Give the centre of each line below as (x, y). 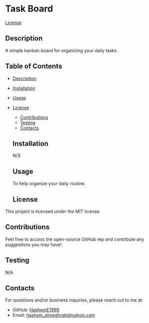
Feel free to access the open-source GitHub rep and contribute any (75, 239)
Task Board (29, 9)
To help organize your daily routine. (49, 184)
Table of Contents (34, 66)
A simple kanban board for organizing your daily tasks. (62, 50)
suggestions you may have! (34, 244)
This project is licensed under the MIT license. (53, 211)
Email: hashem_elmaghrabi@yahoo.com (54, 315)
